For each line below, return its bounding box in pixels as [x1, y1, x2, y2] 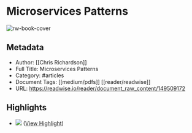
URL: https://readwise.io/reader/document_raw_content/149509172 [15, 85, 186, 92]
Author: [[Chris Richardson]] [15, 58, 87, 66]
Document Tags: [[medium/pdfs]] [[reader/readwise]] [15, 78, 151, 85]
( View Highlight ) [23, 120, 64, 127]
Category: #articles [15, 72, 64, 79]
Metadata [6, 42, 44, 53]
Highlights [6, 102, 47, 113]
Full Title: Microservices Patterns [15, 65, 99, 72]
